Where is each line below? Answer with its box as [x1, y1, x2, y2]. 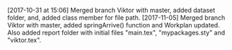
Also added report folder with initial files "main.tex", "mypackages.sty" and [7, 28, 226, 37]
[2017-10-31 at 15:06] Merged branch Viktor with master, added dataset [7, 6, 216, 14]
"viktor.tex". [7, 36, 42, 44]
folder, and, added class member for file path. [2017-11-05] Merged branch [7, 13, 226, 22]
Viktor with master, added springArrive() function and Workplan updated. [7, 21, 221, 29]
